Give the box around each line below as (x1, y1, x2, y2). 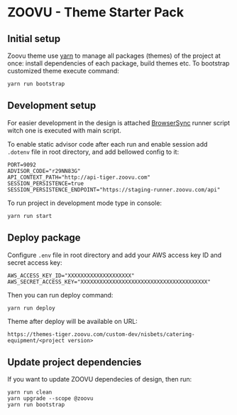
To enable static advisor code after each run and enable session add (7, 140, 208, 148)
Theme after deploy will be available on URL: (7, 317, 138, 325)
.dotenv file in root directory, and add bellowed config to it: (7, 147, 180, 156)
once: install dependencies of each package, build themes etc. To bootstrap (7, 59, 230, 68)
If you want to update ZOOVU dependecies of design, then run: (7, 375, 192, 384)
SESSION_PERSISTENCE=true (7, 179, 84, 187)
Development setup (7, 100, 97, 112)
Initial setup (7, 33, 61, 45)
